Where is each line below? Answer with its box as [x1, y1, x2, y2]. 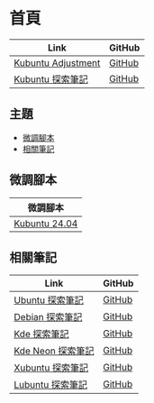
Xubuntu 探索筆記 [14, 362, 89, 374]
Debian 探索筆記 [14, 311, 83, 324]
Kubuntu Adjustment [14, 56, 101, 69]
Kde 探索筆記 [14, 328, 69, 341]
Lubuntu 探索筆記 [14, 379, 88, 391]
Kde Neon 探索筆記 [14, 344, 95, 357]
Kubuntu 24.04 [14, 217, 78, 230]
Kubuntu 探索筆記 [14, 73, 88, 86]
